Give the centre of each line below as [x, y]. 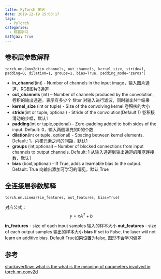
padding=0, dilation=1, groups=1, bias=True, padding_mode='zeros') [75, 73]
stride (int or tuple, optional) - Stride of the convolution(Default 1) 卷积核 [83, 112]
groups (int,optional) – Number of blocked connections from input [78, 146]
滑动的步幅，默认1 [30, 118]
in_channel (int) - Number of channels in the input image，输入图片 [79, 82]
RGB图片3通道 [35, 89]
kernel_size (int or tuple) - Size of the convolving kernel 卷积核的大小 [81, 106]
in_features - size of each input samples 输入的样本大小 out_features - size [81, 226]
